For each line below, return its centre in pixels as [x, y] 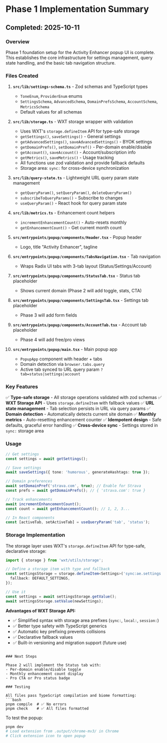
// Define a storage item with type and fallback [58, 569]
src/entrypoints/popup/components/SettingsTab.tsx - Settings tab [81, 300]
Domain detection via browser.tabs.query [62, 364]
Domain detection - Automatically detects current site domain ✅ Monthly [81, 414]
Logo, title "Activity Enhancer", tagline [59, 247]
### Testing [18, 687]
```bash [14, 700]
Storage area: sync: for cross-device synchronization [75, 168]
